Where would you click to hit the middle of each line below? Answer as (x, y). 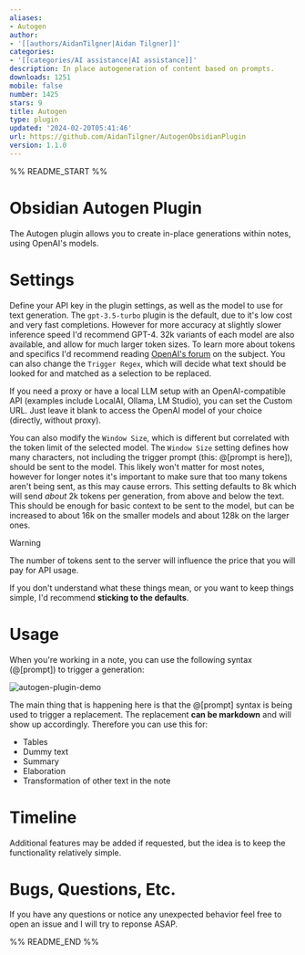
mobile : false (36, 86)
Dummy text (46, 751)
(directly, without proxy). (56, 420)
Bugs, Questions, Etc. (93, 889)
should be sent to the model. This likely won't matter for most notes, (137, 467)
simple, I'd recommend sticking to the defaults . (99, 597)
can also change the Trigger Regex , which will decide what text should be (148, 363)
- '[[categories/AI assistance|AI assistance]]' (103, 60)
